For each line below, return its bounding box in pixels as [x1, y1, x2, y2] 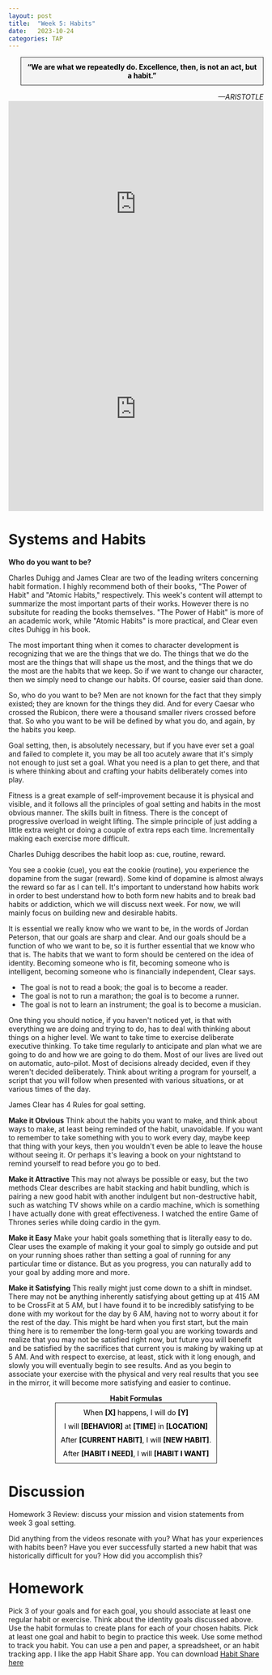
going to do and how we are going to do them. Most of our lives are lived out [8, 1050, 264, 1059]
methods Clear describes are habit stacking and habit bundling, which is [8, 1183, 249, 1193]
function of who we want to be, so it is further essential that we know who [8, 941, 255, 951]
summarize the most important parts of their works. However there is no [8, 599, 249, 608]
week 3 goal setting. [8, 1518, 77, 1528]
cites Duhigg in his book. [8, 624, 91, 634]
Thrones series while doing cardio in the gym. [8, 1217, 161, 1227]
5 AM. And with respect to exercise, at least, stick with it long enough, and [8, 1352, 257, 1362]
